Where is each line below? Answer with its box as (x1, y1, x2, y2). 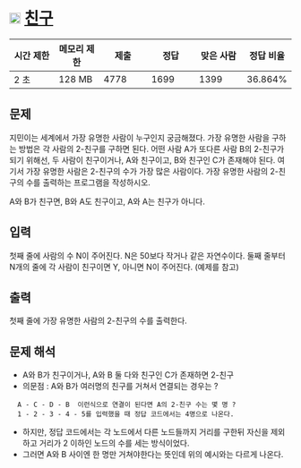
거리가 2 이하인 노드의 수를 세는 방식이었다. (39, 438, 190, 448)
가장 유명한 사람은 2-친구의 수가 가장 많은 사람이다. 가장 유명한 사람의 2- (25, 166, 279, 176)
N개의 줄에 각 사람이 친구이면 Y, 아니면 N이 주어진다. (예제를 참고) (9, 261, 239, 272)
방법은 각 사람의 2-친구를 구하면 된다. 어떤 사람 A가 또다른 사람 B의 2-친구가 (18, 143, 285, 154)
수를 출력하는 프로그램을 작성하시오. (25, 176, 150, 188)
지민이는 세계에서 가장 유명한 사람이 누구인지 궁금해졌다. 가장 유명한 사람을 (9, 132, 271, 143)
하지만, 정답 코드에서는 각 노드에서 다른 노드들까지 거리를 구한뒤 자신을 (21, 427, 269, 438)
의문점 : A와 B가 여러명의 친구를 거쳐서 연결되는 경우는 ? (21, 381, 219, 392)
